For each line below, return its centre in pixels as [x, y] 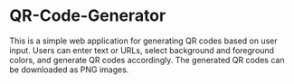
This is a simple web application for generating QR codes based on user [143, 41]
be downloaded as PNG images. [69, 70]
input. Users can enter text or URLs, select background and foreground [142, 50]
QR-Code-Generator [88, 16]
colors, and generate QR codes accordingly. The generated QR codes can [147, 60]
